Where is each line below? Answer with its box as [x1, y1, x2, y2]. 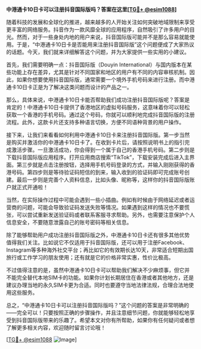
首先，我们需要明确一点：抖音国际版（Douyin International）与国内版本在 [6, 61, 187, 68]
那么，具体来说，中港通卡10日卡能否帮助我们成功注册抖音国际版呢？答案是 [6, 96, 190, 103]
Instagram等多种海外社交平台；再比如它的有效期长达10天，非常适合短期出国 [6, 246, 194, 253]
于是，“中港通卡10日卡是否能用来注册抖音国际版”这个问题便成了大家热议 [16, 41, 194, 48]
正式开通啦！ [16, 183, 48, 191]
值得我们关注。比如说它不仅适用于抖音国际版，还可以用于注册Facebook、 [6, 239, 188, 246]
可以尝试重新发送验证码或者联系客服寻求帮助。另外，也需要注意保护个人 [16, 212, 195, 218]
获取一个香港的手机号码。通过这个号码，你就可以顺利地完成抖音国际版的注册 [6, 111, 195, 118]
